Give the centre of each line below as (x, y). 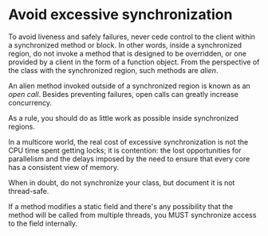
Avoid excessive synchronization (120, 15)
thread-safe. (29, 191)
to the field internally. (43, 223)
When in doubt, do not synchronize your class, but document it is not (122, 182)
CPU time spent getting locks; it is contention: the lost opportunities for (125, 150)
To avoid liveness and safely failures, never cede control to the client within (132, 37)
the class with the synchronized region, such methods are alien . (113, 70)
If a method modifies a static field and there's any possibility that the (121, 206)
